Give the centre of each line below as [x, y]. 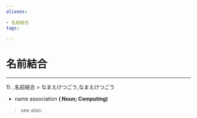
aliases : [17, 11]
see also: [31, 110]
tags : [13, 28]
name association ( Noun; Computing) [61, 99]
